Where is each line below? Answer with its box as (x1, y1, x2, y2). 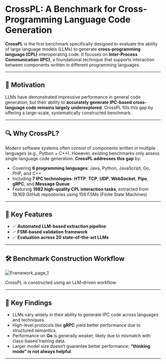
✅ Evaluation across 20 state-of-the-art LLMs (12, 234, 109, 240)
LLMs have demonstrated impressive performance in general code (5, 94, 141, 100)
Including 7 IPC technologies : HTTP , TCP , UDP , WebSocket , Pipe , (12, 176, 149, 182)
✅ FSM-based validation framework (12, 229, 88, 235)
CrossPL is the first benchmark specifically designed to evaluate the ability (5, 41, 158, 46)
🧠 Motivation (5, 81, 45, 90)
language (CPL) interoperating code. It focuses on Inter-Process (5, 51, 138, 57)
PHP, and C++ (12, 170, 41, 176)
